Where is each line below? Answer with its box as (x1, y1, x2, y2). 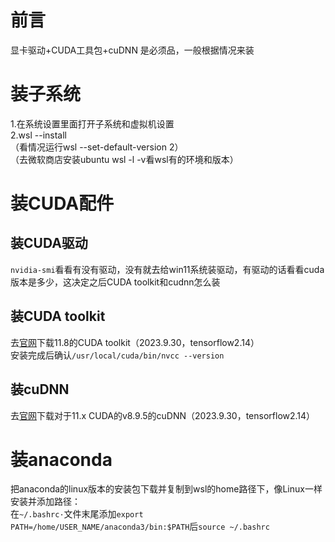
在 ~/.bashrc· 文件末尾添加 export (10, 508, 144, 520)
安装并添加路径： (10, 496, 81, 508)
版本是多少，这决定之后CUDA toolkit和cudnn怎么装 (10, 276, 221, 288)
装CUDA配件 (10, 192, 115, 215)
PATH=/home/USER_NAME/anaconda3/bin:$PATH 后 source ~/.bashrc (10, 521, 270, 533)
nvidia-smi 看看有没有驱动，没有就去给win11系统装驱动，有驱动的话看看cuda (10, 263, 325, 275)
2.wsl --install (10, 129, 67, 141)
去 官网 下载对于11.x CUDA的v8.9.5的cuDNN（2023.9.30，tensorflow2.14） (10, 409, 316, 421)
